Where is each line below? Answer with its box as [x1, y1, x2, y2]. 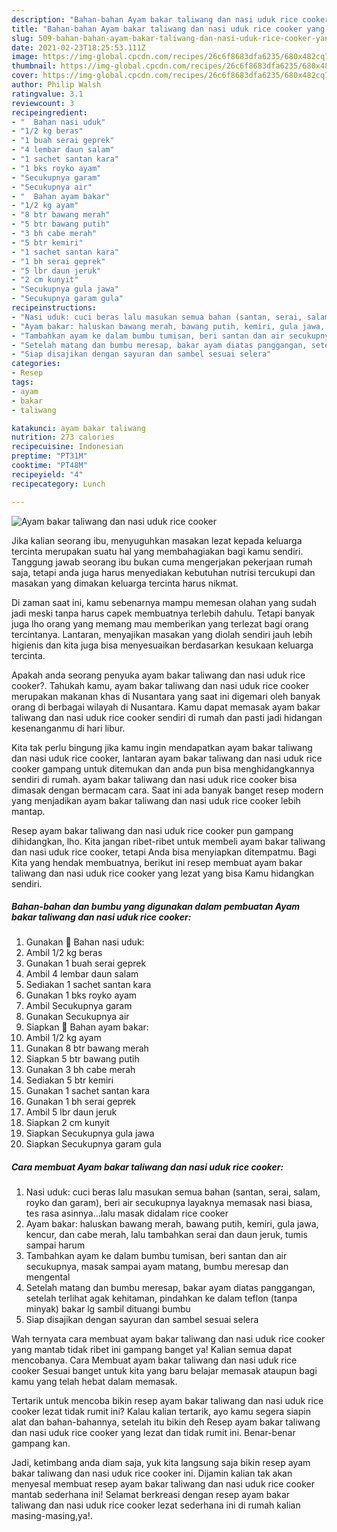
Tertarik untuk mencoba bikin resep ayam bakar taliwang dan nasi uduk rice [11, 1395, 324, 1407]
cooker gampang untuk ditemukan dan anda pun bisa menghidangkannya [11, 762, 315, 775]
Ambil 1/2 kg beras [25, 947, 103, 959]
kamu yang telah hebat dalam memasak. [11, 1376, 178, 1388]
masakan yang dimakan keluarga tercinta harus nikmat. [11, 577, 239, 589]
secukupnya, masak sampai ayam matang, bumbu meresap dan [25, 1261, 289, 1273]
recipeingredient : [11, 107, 88, 118]
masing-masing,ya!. [11, 1510, 93, 1522]
